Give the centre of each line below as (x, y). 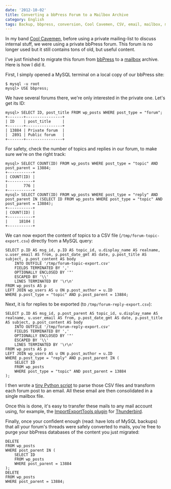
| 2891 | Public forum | (35, 135)
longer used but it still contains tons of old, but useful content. (70, 49)
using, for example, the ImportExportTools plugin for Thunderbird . (74, 412)
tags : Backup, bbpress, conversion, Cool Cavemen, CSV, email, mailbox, (84, 24)
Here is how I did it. (25, 65)
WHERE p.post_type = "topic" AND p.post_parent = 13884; (67, 295)
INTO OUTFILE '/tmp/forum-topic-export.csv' (62, 264)
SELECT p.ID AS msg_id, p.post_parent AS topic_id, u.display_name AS (82, 314)
